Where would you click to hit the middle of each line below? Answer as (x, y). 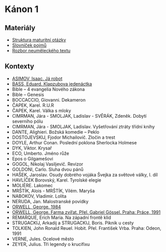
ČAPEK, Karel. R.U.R (33, 105)
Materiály (20, 28)
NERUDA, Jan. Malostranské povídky (50, 201)
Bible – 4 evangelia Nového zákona (48, 89)
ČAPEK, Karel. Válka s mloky (41, 110)
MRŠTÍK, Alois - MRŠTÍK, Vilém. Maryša (53, 191)
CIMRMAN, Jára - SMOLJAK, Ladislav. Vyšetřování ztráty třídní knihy (83, 126)
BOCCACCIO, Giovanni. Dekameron (49, 100)
